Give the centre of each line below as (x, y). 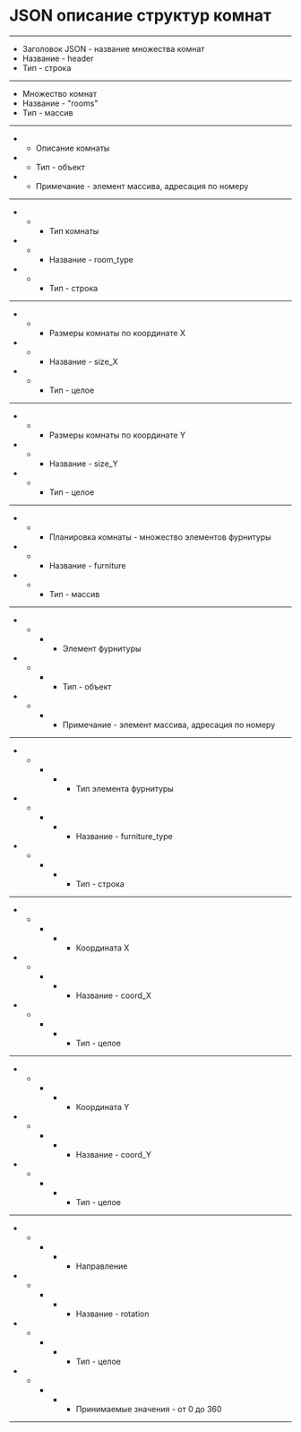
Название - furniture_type (124, 836)
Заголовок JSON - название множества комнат (113, 48)
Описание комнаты (73, 148)
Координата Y (103, 1107)
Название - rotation (112, 1314)
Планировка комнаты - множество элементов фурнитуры (160, 537)
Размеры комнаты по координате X (117, 333)
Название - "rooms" (60, 103)
